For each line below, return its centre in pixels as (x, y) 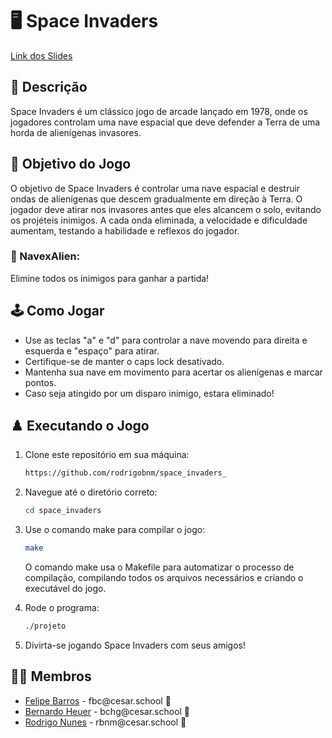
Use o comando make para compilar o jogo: (115, 530)
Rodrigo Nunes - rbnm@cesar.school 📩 (105, 722)
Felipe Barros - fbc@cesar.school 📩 (98, 700)
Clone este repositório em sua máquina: (107, 455)
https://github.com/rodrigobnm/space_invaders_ (125, 473)
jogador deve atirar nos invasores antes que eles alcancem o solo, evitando (166, 209)
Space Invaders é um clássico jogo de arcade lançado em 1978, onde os (159, 111)
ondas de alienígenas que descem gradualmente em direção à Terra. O (156, 199)
